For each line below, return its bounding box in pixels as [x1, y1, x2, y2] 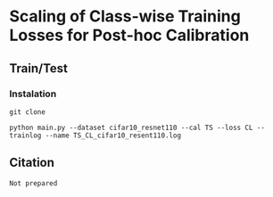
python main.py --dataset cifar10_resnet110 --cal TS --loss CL [9, 123, 253, 132]
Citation [9, 155, 55, 170]
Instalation [9, 87, 57, 100]
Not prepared [9, 178, 58, 188]
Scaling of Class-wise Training [9, 6, 241, 27]
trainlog [9, 131, 42, 140]
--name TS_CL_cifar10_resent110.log [45, 131, 181, 140]
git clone [9, 107, 46, 117]
